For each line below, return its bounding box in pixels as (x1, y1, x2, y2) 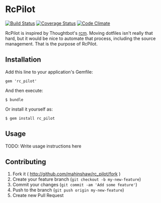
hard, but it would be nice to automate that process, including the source (5, 35, 156, 41)
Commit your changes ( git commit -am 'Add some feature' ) (12, 182, 137, 188)
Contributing (5, 158, 46, 166)
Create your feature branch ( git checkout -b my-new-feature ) (12, 176, 141, 182)
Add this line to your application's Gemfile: (5, 69, 93, 75)
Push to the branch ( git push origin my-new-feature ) (12, 187, 124, 193)
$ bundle (5, 97, 24, 102)
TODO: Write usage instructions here (5, 143, 82, 149)
